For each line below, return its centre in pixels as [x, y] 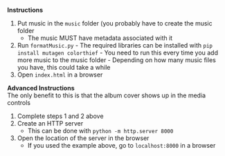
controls [19, 103]
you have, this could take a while [64, 67]
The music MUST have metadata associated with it [100, 38]
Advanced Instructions [41, 88]
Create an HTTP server [50, 123]
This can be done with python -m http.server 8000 [100, 131]
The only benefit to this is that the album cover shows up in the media [107, 95]
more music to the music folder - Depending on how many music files [116, 60]
